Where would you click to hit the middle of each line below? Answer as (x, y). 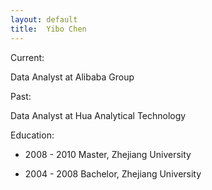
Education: (32, 135)
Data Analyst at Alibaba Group (72, 77)
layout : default (44, 19)
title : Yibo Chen (48, 29)
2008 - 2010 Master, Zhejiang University (108, 154)
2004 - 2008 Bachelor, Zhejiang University (113, 173)
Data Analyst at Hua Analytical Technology (98, 115)
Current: (27, 57)
